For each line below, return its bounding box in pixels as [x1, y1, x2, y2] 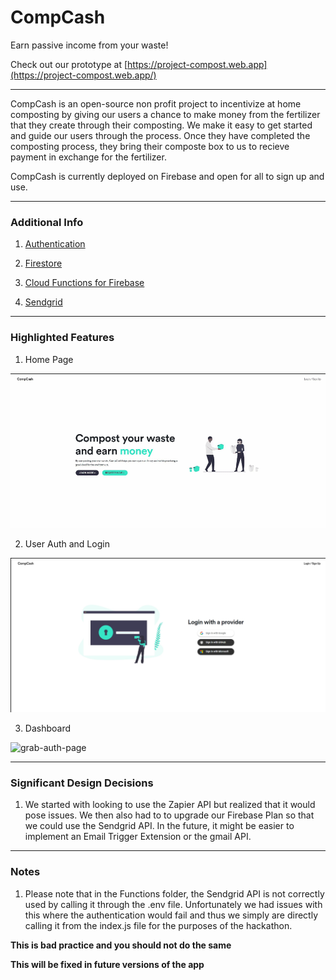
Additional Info [10, 215, 84, 229]
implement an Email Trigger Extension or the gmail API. [24, 831, 252, 843]
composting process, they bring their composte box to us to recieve [10, 140, 290, 152]
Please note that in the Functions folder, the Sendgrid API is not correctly [24, 887, 325, 900]
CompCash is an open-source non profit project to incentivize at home [10, 97, 302, 110]
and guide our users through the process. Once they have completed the [10, 129, 311, 141]
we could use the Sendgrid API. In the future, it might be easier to [24, 820, 295, 832]
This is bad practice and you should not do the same [10, 939, 232, 951]
